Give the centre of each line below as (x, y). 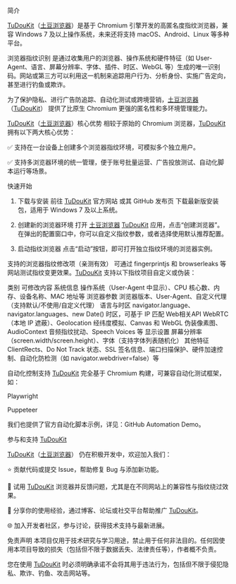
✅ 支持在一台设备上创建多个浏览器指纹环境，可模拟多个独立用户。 (103, 147)
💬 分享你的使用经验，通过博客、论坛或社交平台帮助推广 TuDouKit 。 (105, 510)
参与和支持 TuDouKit (37, 439)
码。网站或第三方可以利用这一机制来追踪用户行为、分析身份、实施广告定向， (118, 76)
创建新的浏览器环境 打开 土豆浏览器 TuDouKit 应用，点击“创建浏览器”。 (120, 225)
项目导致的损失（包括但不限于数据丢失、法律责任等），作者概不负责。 (120, 549)
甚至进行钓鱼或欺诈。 (38, 84)
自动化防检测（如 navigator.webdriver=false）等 (89, 358)
